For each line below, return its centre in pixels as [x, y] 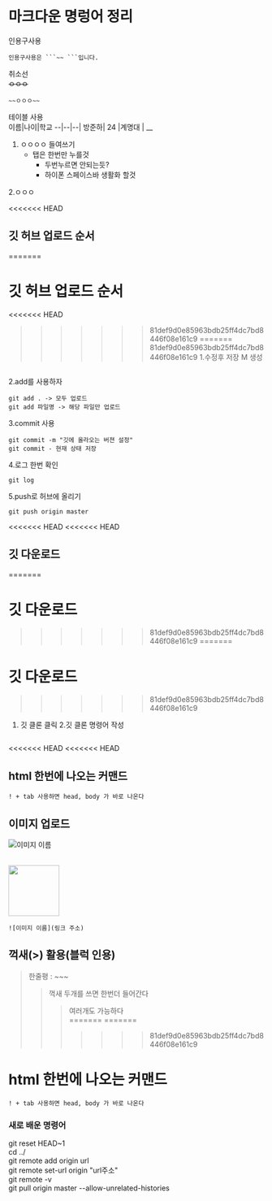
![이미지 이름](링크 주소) [46, 928]
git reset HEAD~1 [37, 1143]
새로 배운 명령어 [37, 1125]
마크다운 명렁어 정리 [71, 17]
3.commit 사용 [32, 423]
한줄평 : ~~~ [48, 976]
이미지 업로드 [39, 824]
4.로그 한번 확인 [33, 465]
